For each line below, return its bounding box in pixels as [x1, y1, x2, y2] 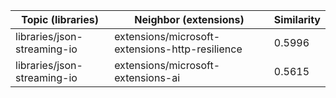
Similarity [273, 13, 321, 26]
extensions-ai [114, 71, 181, 84]
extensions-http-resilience [114, 42, 243, 56]
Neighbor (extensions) [134, 13, 245, 26]
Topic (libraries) [21, 13, 99, 26]
